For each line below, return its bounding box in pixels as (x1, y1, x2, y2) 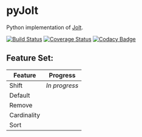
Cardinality (9, 110, 41, 119)
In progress (46, 81, 79, 90)
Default (9, 91, 30, 99)
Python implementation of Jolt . (6, 24, 84, 31)
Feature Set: (6, 53, 53, 64)
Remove (9, 101, 33, 109)
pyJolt (6, 4, 39, 18)
